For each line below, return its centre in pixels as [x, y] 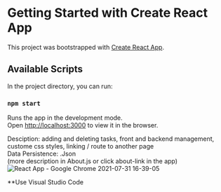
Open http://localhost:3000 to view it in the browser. [83, 125]
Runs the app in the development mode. [65, 118]
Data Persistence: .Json [41, 154]
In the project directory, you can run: [60, 86]
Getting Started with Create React [108, 13]
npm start [24, 103]
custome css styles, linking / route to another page [81, 146]
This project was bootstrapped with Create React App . [86, 47]
